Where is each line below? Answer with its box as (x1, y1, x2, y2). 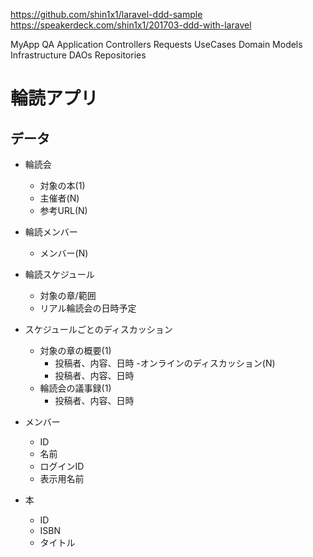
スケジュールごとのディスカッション (24, 324, 173, 335)
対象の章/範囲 (39, 290, 97, 301)
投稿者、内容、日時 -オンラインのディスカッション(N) (54, 357, 276, 369)
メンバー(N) (39, 247, 89, 259)
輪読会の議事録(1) (39, 382, 112, 394)
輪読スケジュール (24, 269, 95, 280)
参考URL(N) (39, 205, 88, 216)
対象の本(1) (39, 180, 86, 191)
